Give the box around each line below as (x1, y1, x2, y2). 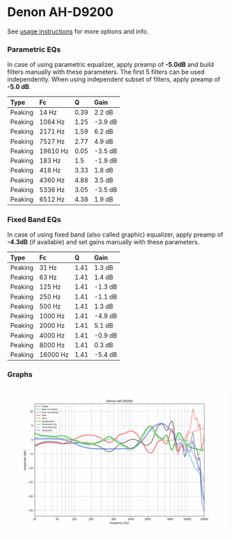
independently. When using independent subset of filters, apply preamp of (7, 75, 221, 84)
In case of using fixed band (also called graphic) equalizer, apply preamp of (7, 230, 224, 239)
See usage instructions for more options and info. (7, 27, 149, 35)
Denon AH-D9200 (7, 4, 114, 20)
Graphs (7, 370, 33, 379)
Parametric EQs (7, 45, 61, 54)
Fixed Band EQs (7, 214, 61, 224)
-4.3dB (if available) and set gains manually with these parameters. (7, 238, 200, 246)
